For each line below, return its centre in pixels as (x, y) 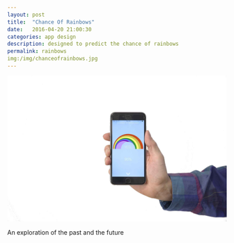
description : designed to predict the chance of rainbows (93, 44)
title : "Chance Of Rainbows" (51, 22)
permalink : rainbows (37, 51)
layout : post (26, 15)
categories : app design (42, 37)
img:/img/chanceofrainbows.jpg (53, 59)
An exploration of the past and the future (65, 232)
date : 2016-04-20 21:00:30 (49, 29)
